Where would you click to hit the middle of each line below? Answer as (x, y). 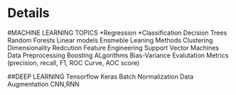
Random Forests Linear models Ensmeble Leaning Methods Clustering (110, 40)
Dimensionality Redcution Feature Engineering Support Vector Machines (113, 47)
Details (28, 13)
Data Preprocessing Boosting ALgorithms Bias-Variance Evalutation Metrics (118, 55)
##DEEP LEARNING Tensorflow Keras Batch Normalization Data (101, 77)
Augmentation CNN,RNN (43, 84)
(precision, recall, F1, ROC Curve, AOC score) (74, 62)
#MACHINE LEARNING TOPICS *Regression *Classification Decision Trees (117, 33)
